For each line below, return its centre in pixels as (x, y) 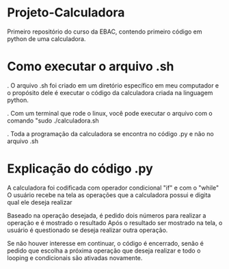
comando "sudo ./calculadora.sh (53, 120)
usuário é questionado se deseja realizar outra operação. (87, 230)
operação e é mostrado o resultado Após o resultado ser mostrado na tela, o (115, 222)
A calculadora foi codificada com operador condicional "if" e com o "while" (113, 188)
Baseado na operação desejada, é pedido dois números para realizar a (107, 215)
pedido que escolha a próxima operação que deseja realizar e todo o (104, 251)
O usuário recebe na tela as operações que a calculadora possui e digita (109, 195)
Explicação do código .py (80, 169)
